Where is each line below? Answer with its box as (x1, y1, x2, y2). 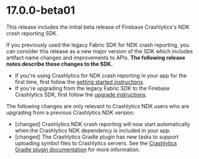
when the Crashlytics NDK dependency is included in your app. (14, 127, 172, 134)
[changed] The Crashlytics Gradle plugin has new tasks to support (14, 133, 179, 140)
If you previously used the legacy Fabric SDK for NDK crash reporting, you (6, 41, 189, 48)
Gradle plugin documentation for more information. (14, 146, 140, 153)
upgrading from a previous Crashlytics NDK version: (6, 109, 135, 116)
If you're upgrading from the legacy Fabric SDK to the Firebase (14, 84, 170, 91)
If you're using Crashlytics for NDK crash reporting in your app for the (14, 72, 187, 79)
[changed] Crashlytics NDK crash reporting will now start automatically (14, 120, 190, 127)
